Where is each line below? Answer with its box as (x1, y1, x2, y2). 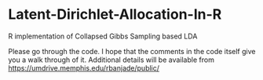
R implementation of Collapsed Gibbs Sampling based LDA (8, 31, 198, 41)
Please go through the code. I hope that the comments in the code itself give (8, 46, 256, 56)
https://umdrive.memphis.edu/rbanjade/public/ (8, 63, 159, 72)
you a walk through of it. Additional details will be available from (8, 55, 214, 64)
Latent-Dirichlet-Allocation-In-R (8, 5, 222, 24)
